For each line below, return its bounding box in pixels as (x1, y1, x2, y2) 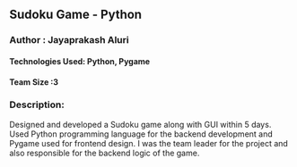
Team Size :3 (9, 76, 59, 88)
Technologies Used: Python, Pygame (9, 55, 151, 66)
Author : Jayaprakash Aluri (9, 34, 129, 46)
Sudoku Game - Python (9, 7, 142, 22)
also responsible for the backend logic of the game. (9, 147, 200, 158)
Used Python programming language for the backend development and (9, 129, 274, 139)
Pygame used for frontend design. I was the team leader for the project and (9, 138, 289, 148)
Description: (9, 98, 65, 111)
